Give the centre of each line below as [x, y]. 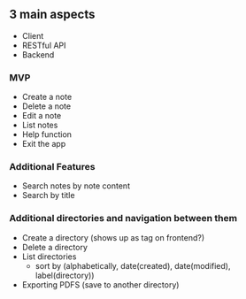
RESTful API [44, 45]
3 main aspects [52, 15]
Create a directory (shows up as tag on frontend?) [113, 237]
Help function [47, 134]
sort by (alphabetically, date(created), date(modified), [133, 265]
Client [33, 35]
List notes [40, 125]
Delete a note [46, 106]
